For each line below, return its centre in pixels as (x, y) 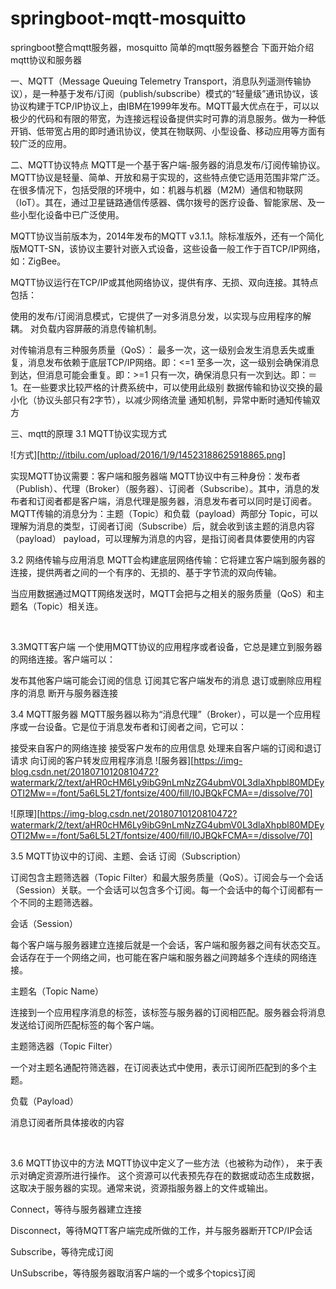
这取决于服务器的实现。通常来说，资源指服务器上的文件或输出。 (141, 1188)
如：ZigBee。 (38, 261)
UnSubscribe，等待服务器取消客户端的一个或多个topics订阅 (133, 1273)
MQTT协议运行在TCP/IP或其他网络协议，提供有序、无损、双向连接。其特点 (164, 282)
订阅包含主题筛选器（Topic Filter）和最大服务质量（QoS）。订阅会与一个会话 (167, 877)
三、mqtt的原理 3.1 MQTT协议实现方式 (88, 433)
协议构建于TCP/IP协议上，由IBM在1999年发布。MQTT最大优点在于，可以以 (165, 106)
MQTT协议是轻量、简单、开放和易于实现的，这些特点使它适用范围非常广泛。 (168, 177)
